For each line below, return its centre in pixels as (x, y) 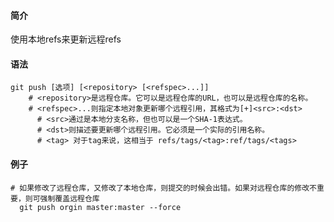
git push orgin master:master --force (100, 207)
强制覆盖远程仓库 (69, 198)
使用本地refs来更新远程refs (66, 39)
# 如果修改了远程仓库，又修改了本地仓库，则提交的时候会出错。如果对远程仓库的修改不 (163, 188)
